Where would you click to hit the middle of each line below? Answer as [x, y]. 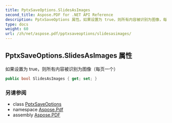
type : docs [17, 24]
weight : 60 [17, 29]
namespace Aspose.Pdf [38, 109]
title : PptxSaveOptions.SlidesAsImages [48, 10]
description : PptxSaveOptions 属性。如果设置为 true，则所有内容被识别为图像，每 [86, 19]
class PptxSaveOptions [37, 104]
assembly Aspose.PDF [36, 115]
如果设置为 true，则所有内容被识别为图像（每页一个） [62, 69]
